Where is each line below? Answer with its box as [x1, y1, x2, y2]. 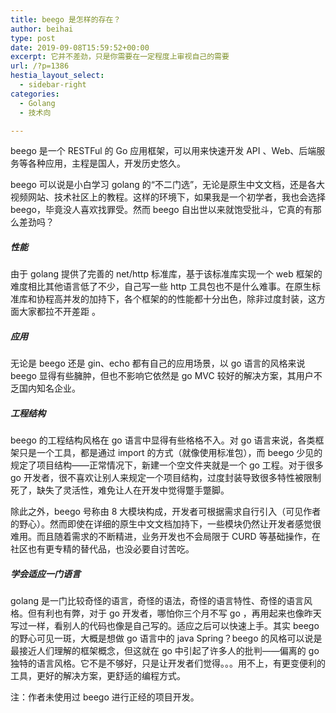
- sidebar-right [19, 80, 87, 90]
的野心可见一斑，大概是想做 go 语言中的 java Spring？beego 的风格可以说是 [10, 632, 323, 645]
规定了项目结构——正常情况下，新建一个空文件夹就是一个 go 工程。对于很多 [10, 459, 324, 471]
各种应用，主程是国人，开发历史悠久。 [27, 157, 186, 170]
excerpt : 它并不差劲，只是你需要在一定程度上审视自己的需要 [10, 52, 230, 62]
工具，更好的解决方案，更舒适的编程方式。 [10, 670, 186, 682]
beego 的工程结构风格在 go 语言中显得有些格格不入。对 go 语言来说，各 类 [10, 434, 316, 446]
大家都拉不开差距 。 [18, 306, 101, 318]
